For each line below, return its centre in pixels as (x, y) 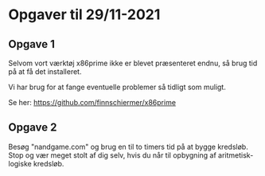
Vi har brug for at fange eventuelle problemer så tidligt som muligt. (117, 87)
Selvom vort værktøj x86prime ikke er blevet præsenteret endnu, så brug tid (133, 63)
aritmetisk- (236, 155)
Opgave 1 (32, 44)
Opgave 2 (33, 128)
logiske (20, 163)
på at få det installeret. (45, 72)
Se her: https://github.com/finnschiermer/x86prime (92, 102)
